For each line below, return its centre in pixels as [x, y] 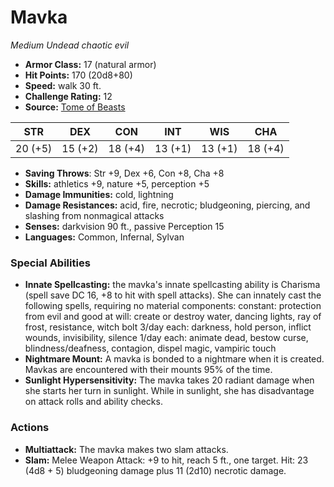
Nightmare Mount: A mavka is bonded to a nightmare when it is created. [174, 359]
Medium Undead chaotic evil [70, 45]
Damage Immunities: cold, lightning [99, 194]
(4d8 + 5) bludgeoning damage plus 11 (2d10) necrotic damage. [155, 470]
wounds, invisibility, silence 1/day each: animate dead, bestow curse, [166, 338]
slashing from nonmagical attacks [94, 215]
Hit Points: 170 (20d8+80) [78, 75]
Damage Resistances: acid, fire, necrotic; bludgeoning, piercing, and [167, 205]
